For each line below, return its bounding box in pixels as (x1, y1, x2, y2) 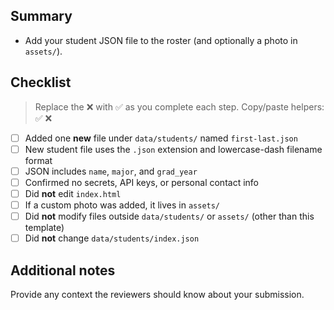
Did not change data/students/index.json (24, 232, 200, 244)
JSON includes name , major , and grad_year (24, 165, 198, 177)
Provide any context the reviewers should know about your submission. (10, 288, 305, 300)
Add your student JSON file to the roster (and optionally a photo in (24, 34, 298, 46)
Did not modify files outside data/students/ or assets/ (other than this (24, 210, 315, 222)
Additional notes (10, 262, 116, 279)
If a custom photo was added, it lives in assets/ (24, 199, 221, 211)
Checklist (10, 74, 72, 91)
